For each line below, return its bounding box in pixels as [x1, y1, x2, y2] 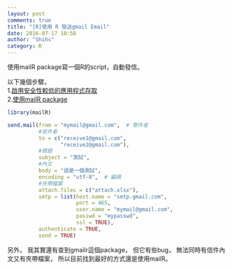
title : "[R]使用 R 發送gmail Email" [7, 23, 110, 30]
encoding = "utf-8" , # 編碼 [38, 173, 122, 180]
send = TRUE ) [38, 232, 77, 239]
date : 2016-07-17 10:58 [7, 29, 77, 37]
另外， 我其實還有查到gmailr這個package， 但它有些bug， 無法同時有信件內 [7, 245, 226, 254]
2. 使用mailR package [7, 95, 68, 103]
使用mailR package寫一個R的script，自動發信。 [7, 63, 144, 71]
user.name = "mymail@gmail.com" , [75, 206, 173, 213]
